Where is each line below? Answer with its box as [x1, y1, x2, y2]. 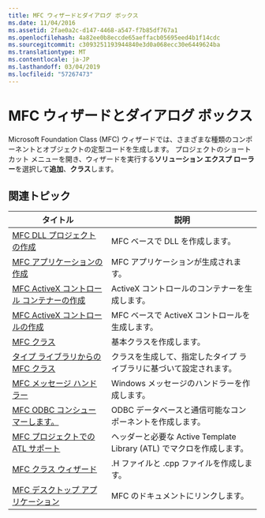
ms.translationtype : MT [8, 48, 87, 56]
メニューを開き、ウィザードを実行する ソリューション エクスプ [30, 154, 233, 163]
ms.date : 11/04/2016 [8, 19, 77, 27]
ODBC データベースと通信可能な [110, 404, 231, 415]
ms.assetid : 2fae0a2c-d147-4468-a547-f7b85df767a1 [8, 26, 178, 34]
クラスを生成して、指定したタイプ [110, 351, 237, 362]
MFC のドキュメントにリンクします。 [110, 490, 249, 501]
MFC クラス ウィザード [12, 464, 97, 475]
